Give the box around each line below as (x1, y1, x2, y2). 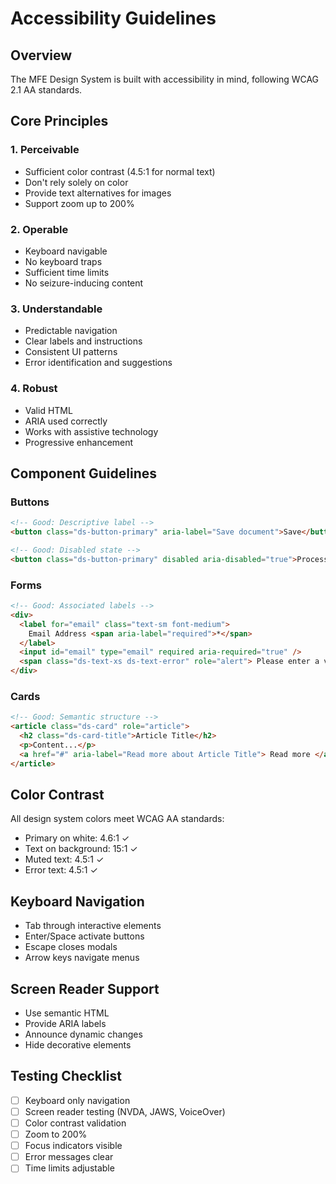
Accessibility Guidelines (10, 7, 217, 30)
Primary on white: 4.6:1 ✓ (24, 832, 130, 844)
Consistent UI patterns (24, 346, 118, 358)
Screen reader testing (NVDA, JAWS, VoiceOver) (24, 1105, 226, 1117)
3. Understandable (10, 302, 103, 316)
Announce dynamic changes (24, 1028, 143, 1041)
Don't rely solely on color (24, 176, 129, 188)
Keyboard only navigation (24, 1094, 131, 1106)
